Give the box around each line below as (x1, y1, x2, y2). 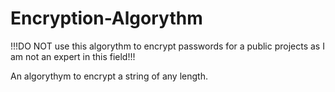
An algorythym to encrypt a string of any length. (10, 70, 208, 82)
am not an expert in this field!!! (10, 50, 136, 62)
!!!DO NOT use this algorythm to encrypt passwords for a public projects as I (10, 40, 325, 52)
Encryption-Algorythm (10, 7, 203, 30)
